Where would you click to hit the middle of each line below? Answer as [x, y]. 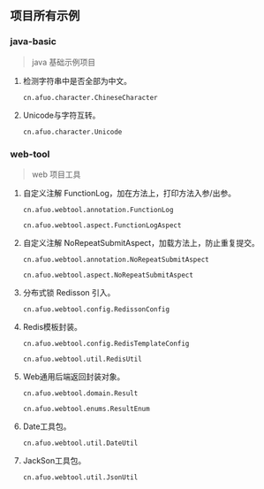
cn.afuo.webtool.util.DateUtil [80, 443]
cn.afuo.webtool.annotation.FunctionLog [98, 210]
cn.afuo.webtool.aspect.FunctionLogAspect [102, 225]
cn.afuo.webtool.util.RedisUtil [82, 359]
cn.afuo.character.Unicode [72, 132]
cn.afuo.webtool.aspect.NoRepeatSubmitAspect [108, 275]
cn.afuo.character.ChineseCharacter [90, 97]
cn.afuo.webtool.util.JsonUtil [80, 477]
